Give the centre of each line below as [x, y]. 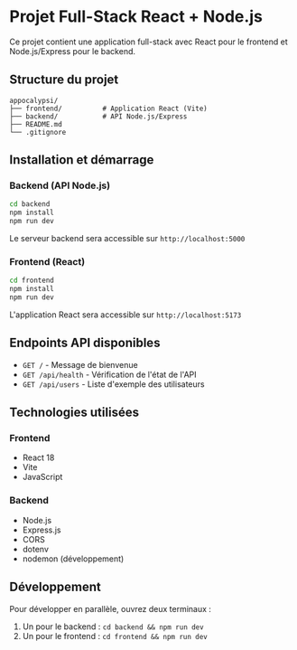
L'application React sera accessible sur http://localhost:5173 [125, 315]
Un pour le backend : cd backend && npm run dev [113, 626]
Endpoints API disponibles [85, 343]
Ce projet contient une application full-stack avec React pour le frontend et [148, 42]
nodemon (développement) [73, 559]
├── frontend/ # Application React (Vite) [108, 108]
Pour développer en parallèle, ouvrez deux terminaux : [111, 608]
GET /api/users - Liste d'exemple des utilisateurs [113, 384]
